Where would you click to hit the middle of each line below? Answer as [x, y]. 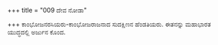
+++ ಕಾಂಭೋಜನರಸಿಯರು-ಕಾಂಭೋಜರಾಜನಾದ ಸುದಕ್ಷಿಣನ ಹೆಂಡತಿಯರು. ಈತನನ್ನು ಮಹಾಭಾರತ [109, 24]
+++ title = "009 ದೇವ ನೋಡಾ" [47, 10]
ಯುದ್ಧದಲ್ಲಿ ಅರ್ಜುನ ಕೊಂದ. [37, 32]
